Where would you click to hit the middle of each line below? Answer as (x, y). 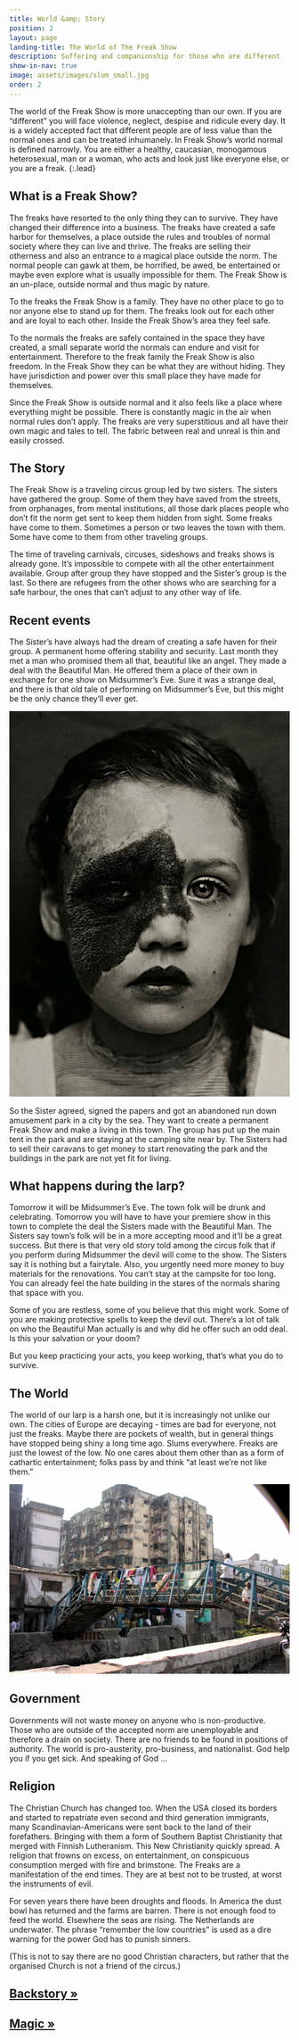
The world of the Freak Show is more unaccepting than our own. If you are (145, 111)
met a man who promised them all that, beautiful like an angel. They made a (148, 661)
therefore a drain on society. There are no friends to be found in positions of (149, 1739)
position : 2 (31, 28)
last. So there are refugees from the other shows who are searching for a (143, 583)
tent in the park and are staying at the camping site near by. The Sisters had (148, 1139)
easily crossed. (37, 440)
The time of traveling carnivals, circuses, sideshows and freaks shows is (142, 554)
